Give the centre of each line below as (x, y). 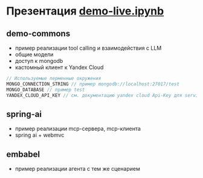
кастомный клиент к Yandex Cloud (59, 67)
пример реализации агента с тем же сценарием (77, 169)
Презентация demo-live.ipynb (85, 11)
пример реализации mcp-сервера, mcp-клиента (78, 129)
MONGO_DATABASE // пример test (46, 90)
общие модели (34, 54)
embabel (23, 154)
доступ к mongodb (39, 61)
